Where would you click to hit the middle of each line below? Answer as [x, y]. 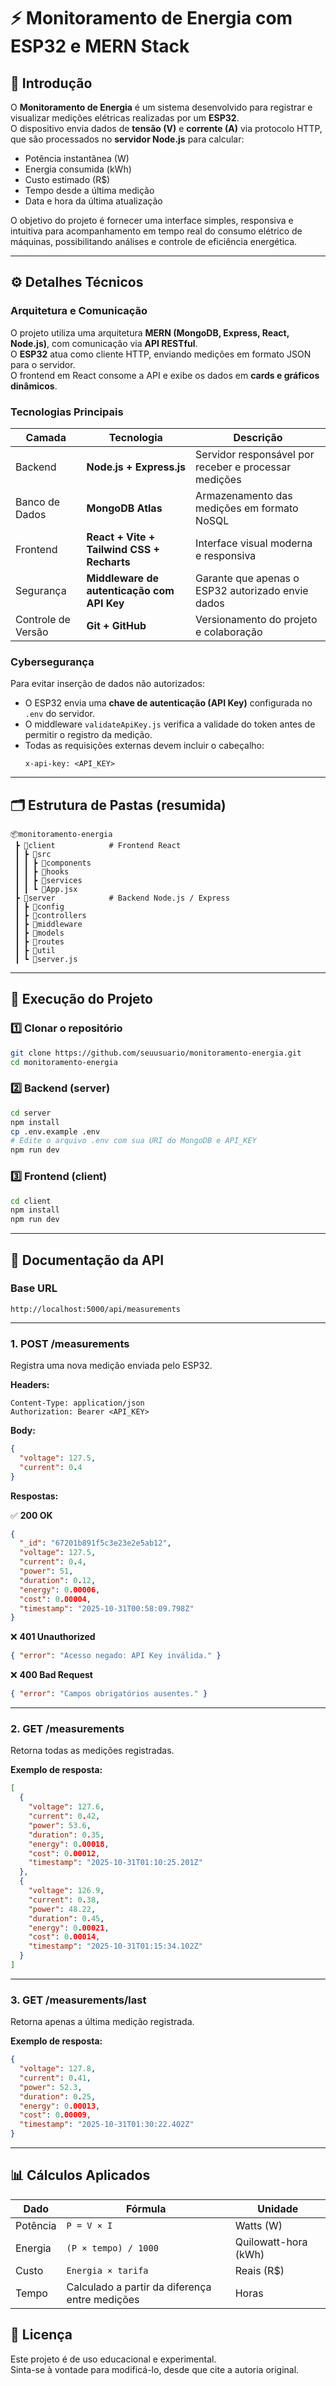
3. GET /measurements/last [78, 2000]
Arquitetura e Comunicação [79, 311]
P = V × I [89, 2225]
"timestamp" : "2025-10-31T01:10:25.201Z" [115, 1863]
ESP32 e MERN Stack [100, 46]
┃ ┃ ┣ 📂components [53, 863]
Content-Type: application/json [77, 1403]
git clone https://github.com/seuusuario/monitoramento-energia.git [156, 1053]
